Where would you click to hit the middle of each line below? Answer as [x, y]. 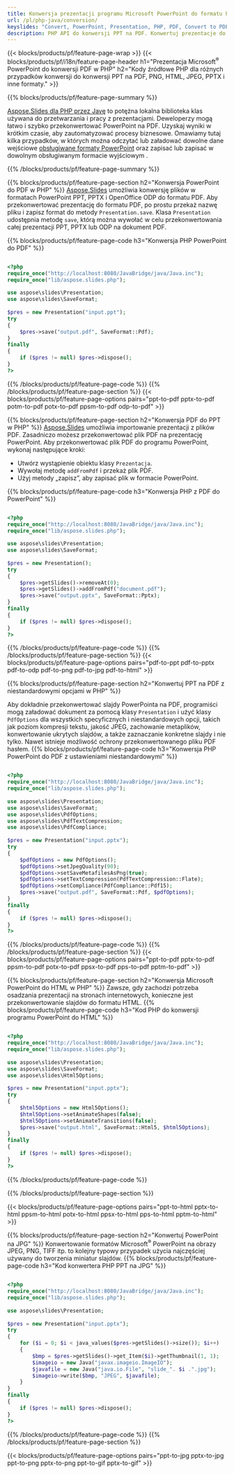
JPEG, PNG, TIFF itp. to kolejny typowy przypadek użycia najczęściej [106, 1251]
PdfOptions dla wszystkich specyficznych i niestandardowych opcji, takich [114, 719]
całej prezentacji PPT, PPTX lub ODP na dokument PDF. [87, 227]
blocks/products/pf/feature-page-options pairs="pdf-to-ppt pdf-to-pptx [111, 663]
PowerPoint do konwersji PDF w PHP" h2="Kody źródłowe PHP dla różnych [116, 69]
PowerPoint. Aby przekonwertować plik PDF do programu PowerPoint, [108, 442]
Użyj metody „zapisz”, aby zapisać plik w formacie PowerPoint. [108, 478]
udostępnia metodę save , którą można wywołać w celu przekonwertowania [115, 219]
